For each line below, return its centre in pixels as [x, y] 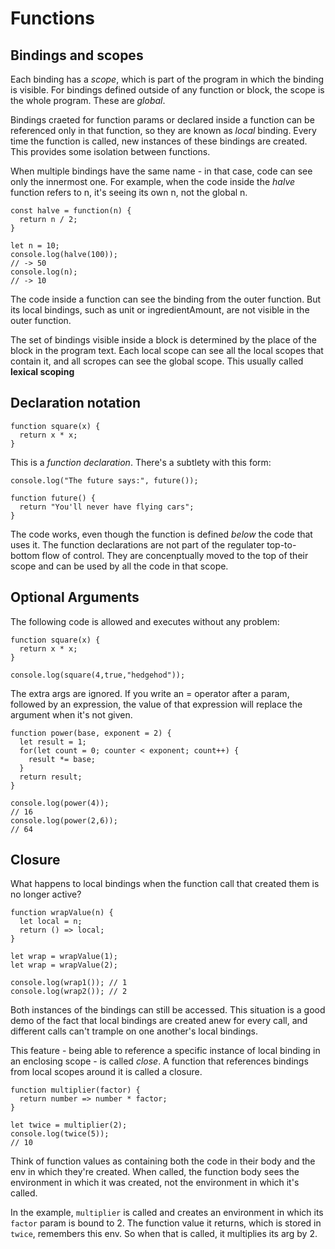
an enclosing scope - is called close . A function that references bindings [159, 1061]
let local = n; [51, 922]
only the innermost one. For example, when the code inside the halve [153, 181]
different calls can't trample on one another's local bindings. [134, 1031]
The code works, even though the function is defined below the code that [161, 534]
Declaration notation [75, 403]
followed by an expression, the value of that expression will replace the [156, 704]
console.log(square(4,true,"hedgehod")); [98, 675]
